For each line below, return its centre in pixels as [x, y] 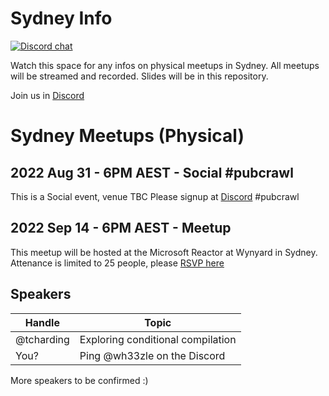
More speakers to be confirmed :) [79, 380]
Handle [42, 322]
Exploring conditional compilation [158, 339]
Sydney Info [61, 18]
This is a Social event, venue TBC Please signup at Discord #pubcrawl [155, 196]
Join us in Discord [47, 95]
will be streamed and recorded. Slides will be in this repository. [139, 76]
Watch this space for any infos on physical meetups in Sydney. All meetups [165, 65]
